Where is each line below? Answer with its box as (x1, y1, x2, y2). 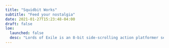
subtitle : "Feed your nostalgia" (5, 12, 75, 17)
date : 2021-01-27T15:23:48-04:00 (5, 16, 75, 21)
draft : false (5, 21, 33, 26)
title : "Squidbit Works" (5, 7, 57, 12)
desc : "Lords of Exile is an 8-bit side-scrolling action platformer (10, 35, 158, 40)
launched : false (10, 30, 44, 35)
